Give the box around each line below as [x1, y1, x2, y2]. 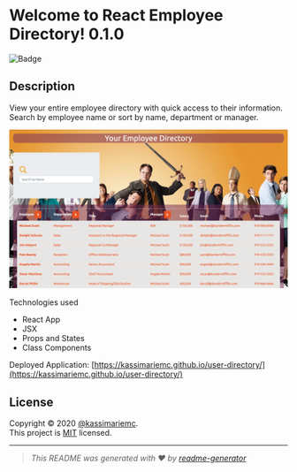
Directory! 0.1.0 [9, 24, 125, 44]
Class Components [21, 342, 92, 354]
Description [9, 79, 75, 94]
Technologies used [9, 297, 79, 308]
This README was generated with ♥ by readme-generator [30, 453, 247, 463]
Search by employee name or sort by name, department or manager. [9, 111, 259, 122]
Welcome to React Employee [9, 5, 224, 26]
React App [21, 315, 61, 325]
